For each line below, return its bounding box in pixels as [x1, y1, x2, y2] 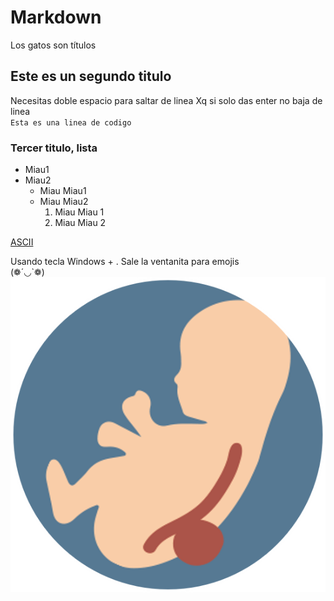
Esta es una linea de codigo [10, 117, 132, 128]
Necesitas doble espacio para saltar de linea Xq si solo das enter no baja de [10, 94, 323, 106]
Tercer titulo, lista [10, 141, 98, 155]
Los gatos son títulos [10, 39, 97, 51]
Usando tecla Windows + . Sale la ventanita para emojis [10, 256, 240, 268]
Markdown [10, 6, 102, 29]
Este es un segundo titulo [10, 68, 172, 85]
